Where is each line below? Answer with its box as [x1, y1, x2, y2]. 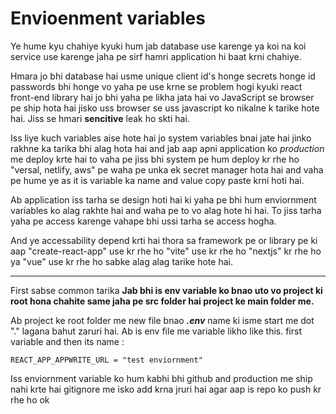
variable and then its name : [10, 335, 125, 347]
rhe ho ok [10, 393, 50, 406]
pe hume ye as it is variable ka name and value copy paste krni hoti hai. [10, 174, 305, 186]
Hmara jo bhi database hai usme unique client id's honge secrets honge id [10, 70, 316, 82]
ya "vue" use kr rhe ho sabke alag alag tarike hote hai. [10, 255, 233, 267]
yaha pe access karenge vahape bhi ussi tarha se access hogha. [10, 215, 277, 227]
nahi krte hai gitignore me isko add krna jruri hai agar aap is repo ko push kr [10, 383, 322, 395]
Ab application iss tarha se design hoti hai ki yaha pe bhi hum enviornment [10, 193, 317, 206]
